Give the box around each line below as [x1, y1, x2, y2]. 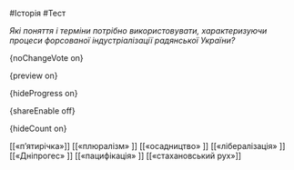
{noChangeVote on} [9, 53, 84, 63]
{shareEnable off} [9, 105, 76, 116]
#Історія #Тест [9, 8, 66, 18]
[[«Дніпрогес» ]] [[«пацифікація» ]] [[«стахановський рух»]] [9, 150, 242, 161]
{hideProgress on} [9, 88, 78, 98]
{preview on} [9, 70, 58, 81]
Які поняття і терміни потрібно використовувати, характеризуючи [9, 25, 268, 35]
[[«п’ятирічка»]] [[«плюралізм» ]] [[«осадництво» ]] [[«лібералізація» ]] [9, 141, 286, 151]
